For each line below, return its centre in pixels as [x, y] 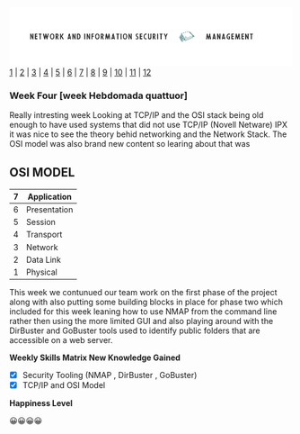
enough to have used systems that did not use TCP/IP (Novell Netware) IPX [149, 125]
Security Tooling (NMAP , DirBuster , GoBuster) [110, 375]
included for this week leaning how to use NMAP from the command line [143, 311]
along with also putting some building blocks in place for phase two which [146, 302]
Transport [44, 235]
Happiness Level [41, 402]
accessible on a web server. [61, 339]
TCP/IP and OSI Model [64, 384]
